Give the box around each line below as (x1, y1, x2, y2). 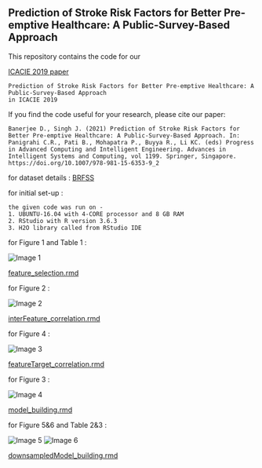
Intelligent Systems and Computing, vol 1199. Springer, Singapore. (8, 152, 237, 160)
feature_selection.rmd (8, 268, 79, 277)
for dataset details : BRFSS (8, 173, 95, 182)
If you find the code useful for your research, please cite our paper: (8, 109, 226, 119)
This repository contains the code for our (8, 51, 141, 61)
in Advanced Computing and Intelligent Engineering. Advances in (8, 145, 226, 153)
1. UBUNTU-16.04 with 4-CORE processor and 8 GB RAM (8, 210, 184, 218)
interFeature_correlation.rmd (8, 313, 100, 323)
